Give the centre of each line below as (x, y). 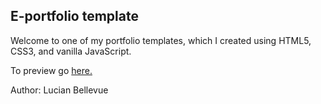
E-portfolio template (74, 16)
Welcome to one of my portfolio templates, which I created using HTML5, (161, 40)
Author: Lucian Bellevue (59, 90)
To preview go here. (51, 70)
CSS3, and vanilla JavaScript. (71, 51)
